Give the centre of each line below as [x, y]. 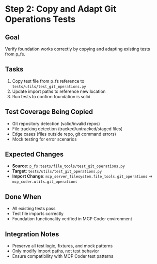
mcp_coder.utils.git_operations [45, 182]
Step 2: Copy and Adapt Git [61, 9]
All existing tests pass [34, 209]
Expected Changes [34, 154]
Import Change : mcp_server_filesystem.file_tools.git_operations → [82, 176]
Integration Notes [32, 234]
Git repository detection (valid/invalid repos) [56, 123]
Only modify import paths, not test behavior [55, 251]
